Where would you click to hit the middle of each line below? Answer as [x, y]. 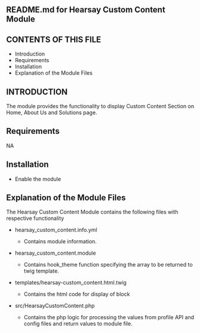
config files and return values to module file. [78, 324]
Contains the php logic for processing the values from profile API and [109, 317]
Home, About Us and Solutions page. [52, 112]
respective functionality [35, 218]
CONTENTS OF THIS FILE [54, 39]
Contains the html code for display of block [77, 294]
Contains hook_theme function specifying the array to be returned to [108, 265]
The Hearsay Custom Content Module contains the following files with [92, 212]
